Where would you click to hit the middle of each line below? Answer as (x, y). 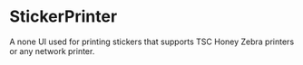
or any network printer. (52, 51)
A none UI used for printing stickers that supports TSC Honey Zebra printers (152, 42)
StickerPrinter (64, 17)
